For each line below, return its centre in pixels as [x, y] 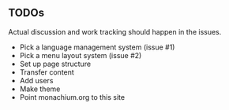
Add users [36, 80]
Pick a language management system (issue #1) [97, 47]
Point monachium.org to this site [72, 97]
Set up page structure [55, 64]
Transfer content [47, 72]
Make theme [40, 89]
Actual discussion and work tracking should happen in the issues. [115, 31]
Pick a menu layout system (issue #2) [81, 55]
